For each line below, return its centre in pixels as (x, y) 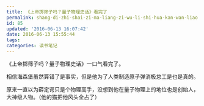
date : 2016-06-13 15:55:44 (41, 35)
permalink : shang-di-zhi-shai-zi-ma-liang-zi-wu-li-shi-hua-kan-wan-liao (102, 18)
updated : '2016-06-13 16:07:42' (47, 29)
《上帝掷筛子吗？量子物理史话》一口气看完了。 (65, 64)
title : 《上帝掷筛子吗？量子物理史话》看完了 (57, 12)
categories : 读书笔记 (32, 46)
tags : (13, 40)
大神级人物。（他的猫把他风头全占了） (53, 97)
